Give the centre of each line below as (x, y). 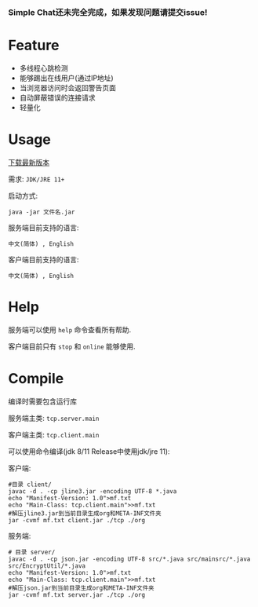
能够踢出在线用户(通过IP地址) (66, 78)
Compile (36, 378)
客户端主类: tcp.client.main (54, 434)
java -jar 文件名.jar (42, 212)
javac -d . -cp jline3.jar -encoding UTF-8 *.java (93, 491)
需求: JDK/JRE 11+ (36, 179)
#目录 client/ (30, 485)
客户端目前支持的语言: (44, 259)
